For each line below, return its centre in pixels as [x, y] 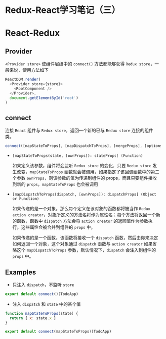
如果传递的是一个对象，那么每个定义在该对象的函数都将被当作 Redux [81, 209]
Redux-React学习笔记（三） [63, 10]
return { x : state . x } [33, 318]
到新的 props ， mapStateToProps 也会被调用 [55, 184]
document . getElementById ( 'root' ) [44, 98]
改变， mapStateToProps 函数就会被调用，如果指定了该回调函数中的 [84, 172]
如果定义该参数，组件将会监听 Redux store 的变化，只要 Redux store [82, 166]
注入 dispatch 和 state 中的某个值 [46, 304]
